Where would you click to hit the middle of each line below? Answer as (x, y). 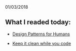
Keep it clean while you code (42, 43)
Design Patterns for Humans (41, 34)
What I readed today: (38, 22)
